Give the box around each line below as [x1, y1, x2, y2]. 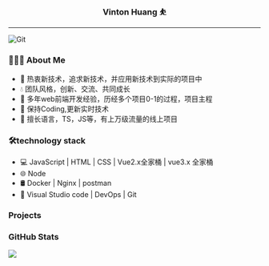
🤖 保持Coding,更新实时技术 [19, 103, 110, 114]
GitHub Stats [8, 231, 59, 242]
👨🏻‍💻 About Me [8, 54, 66, 66]
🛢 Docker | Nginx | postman [19, 178, 112, 187]
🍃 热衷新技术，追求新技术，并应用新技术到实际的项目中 [19, 74, 203, 83]
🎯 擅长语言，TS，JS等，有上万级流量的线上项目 [19, 114, 178, 123]
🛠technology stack [8, 135, 86, 146]
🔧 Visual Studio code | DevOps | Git [19, 189, 138, 199]
